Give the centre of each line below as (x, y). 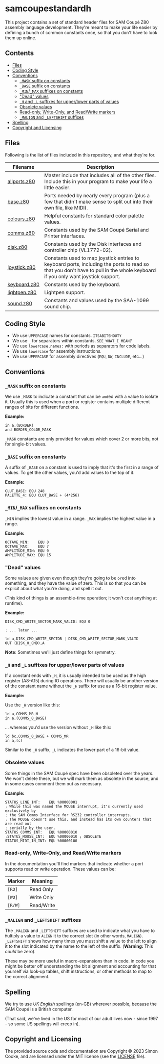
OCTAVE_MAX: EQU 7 (27, 546)
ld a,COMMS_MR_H (21, 714)
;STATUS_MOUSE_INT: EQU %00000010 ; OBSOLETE (53, 836)
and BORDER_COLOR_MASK (28, 430)
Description (101, 167)
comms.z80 (21, 233)
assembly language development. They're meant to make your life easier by (81, 27)
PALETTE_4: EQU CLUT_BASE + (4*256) (42, 495)
